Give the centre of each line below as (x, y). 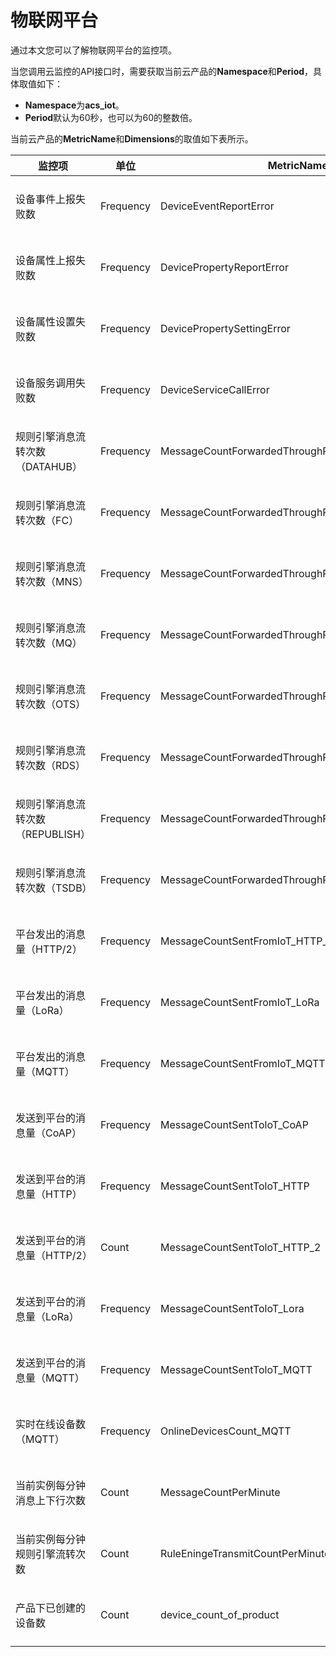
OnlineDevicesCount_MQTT (225, 1431)
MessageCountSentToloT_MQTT (236, 1369)
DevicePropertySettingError (225, 328)
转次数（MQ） (49, 643)
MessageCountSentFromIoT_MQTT (242, 1063)
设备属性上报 (46, 260)
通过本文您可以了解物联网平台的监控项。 (93, 50)
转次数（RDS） (51, 765)
